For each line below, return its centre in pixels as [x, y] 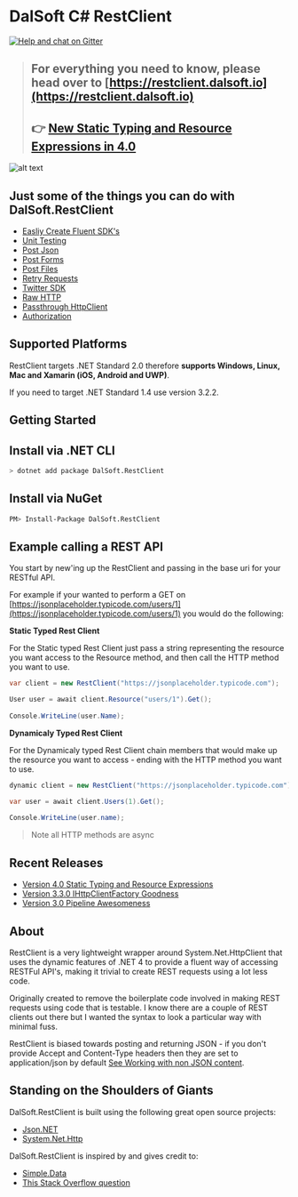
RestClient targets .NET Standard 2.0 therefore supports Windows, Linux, [145, 366]
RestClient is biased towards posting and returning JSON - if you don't [138, 1043]
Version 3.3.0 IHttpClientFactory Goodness [100, 894]
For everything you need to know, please [145, 69]
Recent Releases [56, 863]
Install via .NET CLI [62, 450]
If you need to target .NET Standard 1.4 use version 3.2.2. [114, 392]
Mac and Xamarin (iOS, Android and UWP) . [90, 374]
